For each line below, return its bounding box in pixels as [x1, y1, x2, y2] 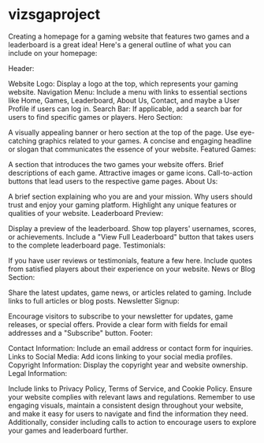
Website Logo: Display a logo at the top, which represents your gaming [8, 79, 239, 88]
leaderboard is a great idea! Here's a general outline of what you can [8, 39, 232, 49]
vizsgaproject [8, 6, 101, 24]
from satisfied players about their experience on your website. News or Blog [8, 264, 256, 274]
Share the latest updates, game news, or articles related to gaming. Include [8, 288, 252, 297]
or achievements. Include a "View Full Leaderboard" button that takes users [8, 232, 255, 241]
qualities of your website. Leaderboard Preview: [8, 208, 164, 218]
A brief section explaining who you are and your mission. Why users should [8, 192, 253, 201]
